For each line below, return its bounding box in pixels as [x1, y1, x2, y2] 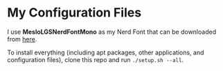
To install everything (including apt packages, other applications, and [7, 48, 204, 57]
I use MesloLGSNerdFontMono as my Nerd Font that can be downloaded [7, 28, 217, 36]
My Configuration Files [7, 5, 142, 21]
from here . [7, 34, 37, 43]
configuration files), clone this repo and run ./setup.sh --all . [7, 55, 184, 63]
